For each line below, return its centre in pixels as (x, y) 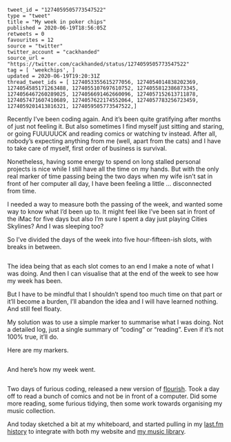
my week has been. (35, 281)
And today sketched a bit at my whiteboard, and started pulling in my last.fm (115, 424)
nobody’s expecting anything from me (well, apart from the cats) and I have (114, 141)
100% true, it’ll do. (33, 337)
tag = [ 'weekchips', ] (41, 70)
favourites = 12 (30, 40)
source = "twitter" (35, 46)
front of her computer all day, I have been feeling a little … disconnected (109, 183)
